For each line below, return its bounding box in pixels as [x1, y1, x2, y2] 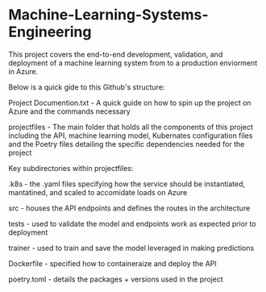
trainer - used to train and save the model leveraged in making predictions [8, 243, 255, 252]
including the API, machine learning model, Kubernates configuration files [8, 131, 253, 140]
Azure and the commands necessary [8, 106, 131, 116]
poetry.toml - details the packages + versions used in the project [8, 274, 223, 284]
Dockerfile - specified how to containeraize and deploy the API [8, 258, 218, 268]
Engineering [8, 23, 92, 41]
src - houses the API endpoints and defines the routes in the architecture [8, 203, 251, 213]
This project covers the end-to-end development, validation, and [8, 49, 223, 59]
